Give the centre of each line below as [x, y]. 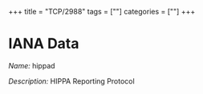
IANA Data [44, 44]
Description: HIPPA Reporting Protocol [71, 81]
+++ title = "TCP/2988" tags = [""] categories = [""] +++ [102, 12]
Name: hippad [32, 65]
